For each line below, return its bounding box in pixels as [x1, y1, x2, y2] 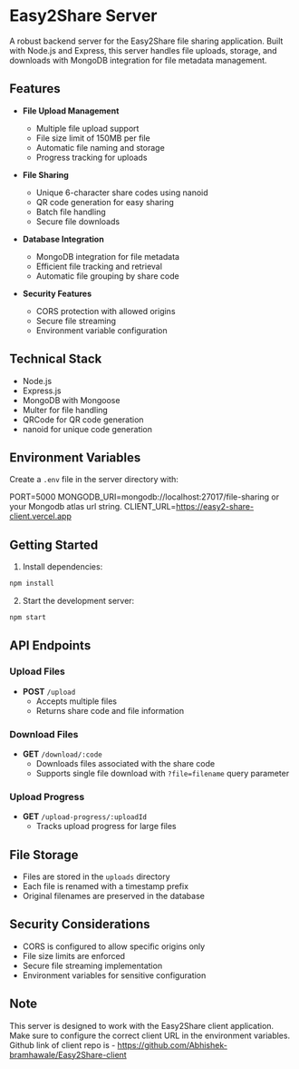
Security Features [22, 288, 92, 299]
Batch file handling [35, 206, 106, 217]
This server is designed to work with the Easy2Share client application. [9, 1020, 275, 1031]
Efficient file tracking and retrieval [35, 261, 163, 272]
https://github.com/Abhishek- [117, 1039, 228, 1050]
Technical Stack [9, 351, 102, 367]
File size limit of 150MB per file [35, 133, 151, 144]
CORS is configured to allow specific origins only [22, 941, 206, 952]
